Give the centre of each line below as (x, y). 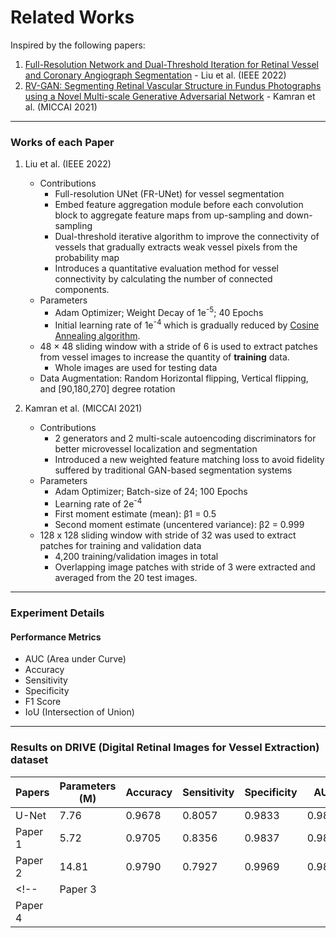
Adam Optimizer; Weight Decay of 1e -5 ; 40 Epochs (159, 311)
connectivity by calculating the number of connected (163, 279)
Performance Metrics (56, 637)
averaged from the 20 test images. (126, 578)
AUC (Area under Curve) (75, 659)
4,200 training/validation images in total (136, 557)
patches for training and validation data (120, 546)
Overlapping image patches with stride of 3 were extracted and (185, 567)
